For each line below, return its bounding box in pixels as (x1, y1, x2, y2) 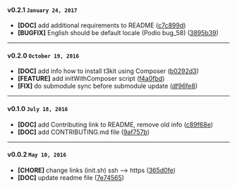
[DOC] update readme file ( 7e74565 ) (17, 173, 125, 182)
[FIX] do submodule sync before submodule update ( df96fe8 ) (17, 82, 198, 91)
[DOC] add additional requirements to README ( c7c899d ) (17, 21, 186, 30)
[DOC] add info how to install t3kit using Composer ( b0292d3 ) (17, 67, 200, 75)
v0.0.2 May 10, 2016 (7, 150, 67, 159)
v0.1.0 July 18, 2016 (7, 105, 68, 112)
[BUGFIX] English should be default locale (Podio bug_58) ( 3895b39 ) (17, 29, 219, 37)
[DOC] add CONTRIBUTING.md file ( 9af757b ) (17, 127, 150, 136)
